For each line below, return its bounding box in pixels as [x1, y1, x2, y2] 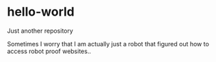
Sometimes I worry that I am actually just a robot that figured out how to [7, 40, 210, 48]
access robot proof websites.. [7, 47, 91, 55]
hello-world [7, 4, 75, 20]
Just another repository [7, 27, 74, 35]
